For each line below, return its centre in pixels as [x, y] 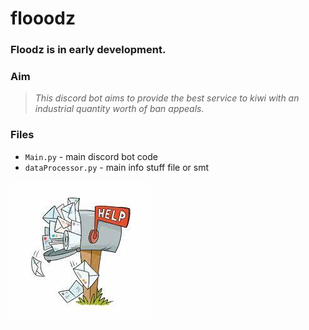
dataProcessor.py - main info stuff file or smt [117, 167]
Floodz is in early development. [88, 50]
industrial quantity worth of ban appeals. [119, 109]
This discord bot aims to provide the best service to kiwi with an [167, 98]
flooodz [43, 18]
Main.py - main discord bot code [91, 156]
